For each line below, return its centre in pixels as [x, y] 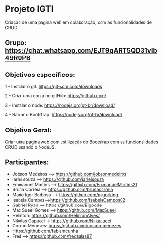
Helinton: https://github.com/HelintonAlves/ [56, 215]
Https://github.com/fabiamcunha [45, 231]
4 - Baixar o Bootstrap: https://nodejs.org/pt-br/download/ [64, 115]
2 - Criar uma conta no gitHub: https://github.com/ [56, 96]
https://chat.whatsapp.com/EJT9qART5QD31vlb [81, 50]
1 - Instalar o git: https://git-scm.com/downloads [54, 87]
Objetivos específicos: [40, 75]
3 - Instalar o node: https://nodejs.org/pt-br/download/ [60, 105]
